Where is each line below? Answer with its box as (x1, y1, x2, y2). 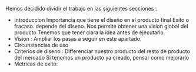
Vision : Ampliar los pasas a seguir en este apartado (14, 35, 141, 42)
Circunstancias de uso (14, 41, 69, 48)
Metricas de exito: (14, 60, 58, 67)
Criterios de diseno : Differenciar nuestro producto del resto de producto (14, 48, 191, 55)
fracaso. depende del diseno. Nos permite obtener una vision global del (14, 23, 188, 30)
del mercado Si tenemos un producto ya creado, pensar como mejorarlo (14, 54, 190, 61)
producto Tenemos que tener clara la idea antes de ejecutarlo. (14, 29, 165, 36)
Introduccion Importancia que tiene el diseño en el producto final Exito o (14, 17, 190, 23)
